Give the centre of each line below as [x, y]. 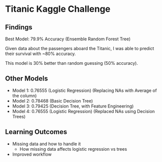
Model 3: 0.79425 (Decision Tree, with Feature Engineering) [73, 106]
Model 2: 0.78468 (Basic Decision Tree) [52, 101]
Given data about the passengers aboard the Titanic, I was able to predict [80, 48]
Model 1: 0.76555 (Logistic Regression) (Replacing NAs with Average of [84, 90]
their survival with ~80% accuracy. [41, 54]
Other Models [27, 79]
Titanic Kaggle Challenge [58, 9]
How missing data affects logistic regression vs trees [73, 149]
